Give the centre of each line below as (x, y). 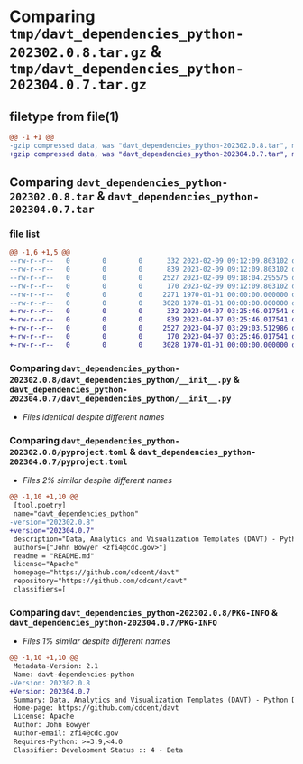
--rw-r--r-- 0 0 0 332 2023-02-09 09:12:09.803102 (149, 261)
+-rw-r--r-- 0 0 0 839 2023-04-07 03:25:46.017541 (149, 320)
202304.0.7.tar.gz (78, 85)
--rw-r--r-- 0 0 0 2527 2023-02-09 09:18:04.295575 (149, 277)
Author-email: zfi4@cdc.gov (66, 733)
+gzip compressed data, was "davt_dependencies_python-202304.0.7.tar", (149, 154)
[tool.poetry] (40, 506)
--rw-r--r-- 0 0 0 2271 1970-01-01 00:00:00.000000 (149, 294)
